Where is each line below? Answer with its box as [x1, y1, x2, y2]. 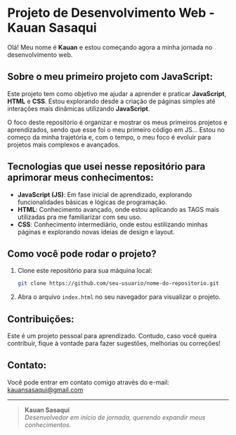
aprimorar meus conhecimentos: [7, 172, 155, 184]
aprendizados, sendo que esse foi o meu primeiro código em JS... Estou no [7, 125, 225, 134]
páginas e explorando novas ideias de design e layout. [17, 227, 176, 236]
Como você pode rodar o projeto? [7, 248, 157, 260]
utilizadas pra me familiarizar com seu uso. [17, 213, 142, 221]
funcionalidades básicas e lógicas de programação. [17, 198, 167, 206]
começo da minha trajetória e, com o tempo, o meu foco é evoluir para [7, 133, 211, 141]
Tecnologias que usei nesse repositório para [7, 161, 206, 173]
